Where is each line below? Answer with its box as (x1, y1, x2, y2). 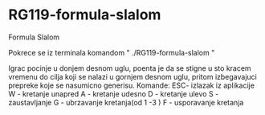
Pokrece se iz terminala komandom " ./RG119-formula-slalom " (8, 47, 215, 57)
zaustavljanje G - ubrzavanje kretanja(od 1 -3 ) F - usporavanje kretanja (8, 97, 244, 107)
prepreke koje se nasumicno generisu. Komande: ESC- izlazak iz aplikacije (8, 80, 255, 90)
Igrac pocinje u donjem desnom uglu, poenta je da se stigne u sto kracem (8, 63, 251, 73)
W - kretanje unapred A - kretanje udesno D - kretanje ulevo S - (8, 88, 219, 98)
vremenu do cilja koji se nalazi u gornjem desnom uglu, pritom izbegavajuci (8, 72, 257, 81)
